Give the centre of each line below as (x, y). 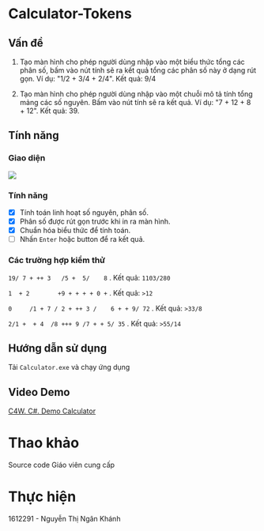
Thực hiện (42, 497)
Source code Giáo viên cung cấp (62, 465)
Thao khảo (44, 443)
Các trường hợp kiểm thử (57, 260)
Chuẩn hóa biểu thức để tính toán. (75, 231)
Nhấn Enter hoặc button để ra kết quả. (82, 239)
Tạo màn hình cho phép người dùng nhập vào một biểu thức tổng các (132, 62)
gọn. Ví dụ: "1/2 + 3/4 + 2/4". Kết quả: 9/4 (88, 79)
